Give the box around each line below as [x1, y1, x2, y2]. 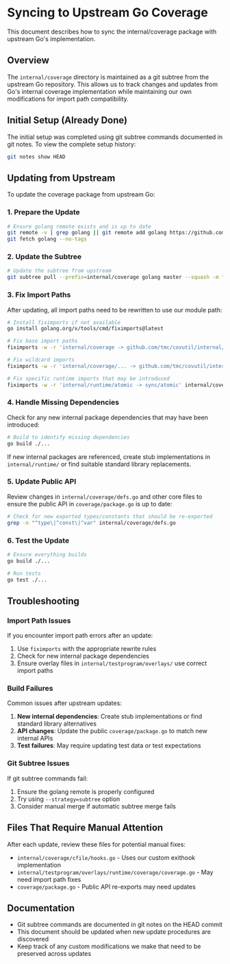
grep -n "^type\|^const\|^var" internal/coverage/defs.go [7, 519, 176, 526]
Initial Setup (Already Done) [7, 114, 128, 126]
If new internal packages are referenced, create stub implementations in [7, 452, 211, 460]
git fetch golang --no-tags [7, 236, 88, 243]
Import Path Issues [7, 615, 71, 625]
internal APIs [16, 734, 53, 743]
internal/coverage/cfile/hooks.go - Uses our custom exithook [16, 853, 196, 861]
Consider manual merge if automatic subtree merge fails [16, 802, 177, 810]
